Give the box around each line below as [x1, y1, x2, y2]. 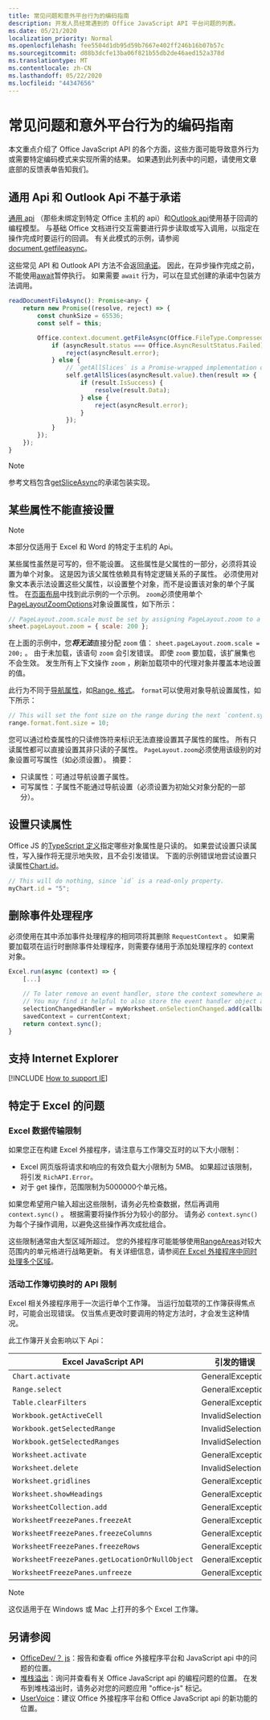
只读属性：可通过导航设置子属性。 [19, 772, 133, 782]
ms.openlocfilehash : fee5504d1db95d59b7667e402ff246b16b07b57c [8, 42, 225, 50]
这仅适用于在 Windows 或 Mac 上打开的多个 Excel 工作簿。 [8, 1604, 203, 1615]
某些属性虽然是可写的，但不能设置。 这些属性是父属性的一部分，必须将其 [8, 559, 250, 569]
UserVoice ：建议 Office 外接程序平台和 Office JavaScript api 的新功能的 [19, 1693, 258, 1703]
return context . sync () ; [22, 1019, 103, 1027]
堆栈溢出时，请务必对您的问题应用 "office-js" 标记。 [34, 1684, 207, 1693]
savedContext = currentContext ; [22, 1012, 131, 1020]
